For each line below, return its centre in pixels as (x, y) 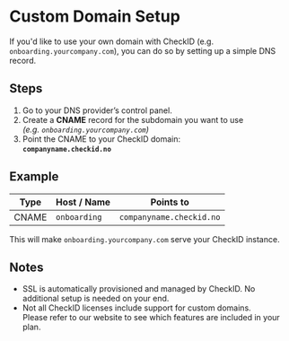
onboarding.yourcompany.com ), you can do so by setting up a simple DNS (143, 50)
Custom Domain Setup (95, 17)
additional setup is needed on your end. (96, 299)
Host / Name (83, 202)
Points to (170, 202)
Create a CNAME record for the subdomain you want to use (133, 119)
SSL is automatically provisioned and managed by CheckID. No (139, 289)
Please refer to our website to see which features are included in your (151, 318)
